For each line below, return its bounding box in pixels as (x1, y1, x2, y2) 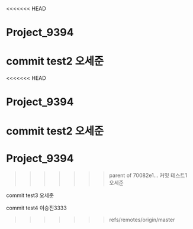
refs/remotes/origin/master (109, 216, 175, 224)
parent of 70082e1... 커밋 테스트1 (109, 172, 188, 179)
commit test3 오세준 (6, 192, 54, 199)
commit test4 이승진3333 (6, 204, 67, 212)
